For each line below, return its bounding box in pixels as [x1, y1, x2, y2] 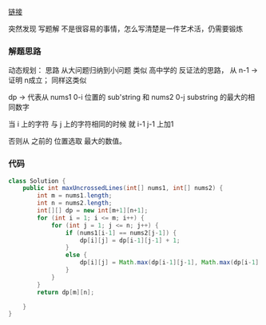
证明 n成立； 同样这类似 [8, 75, 87, 85]
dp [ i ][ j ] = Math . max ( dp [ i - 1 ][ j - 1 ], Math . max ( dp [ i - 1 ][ [79, 259, 263, 267]
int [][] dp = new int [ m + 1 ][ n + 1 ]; [37, 207, 149, 215]
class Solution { [8, 176, 66, 185]
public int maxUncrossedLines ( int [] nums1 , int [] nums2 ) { [22, 184, 224, 192]
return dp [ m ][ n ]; [37, 288, 94, 296]
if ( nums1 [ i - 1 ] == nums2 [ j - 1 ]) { [65, 228, 177, 237]
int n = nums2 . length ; [37, 199, 113, 208]
